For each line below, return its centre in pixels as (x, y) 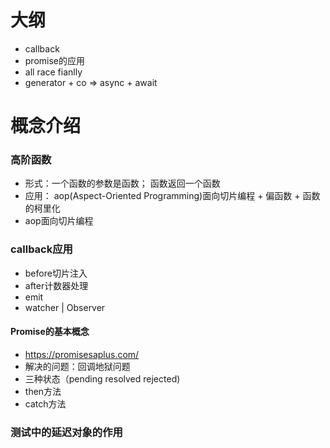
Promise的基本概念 (50, 332)
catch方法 (45, 403)
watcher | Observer (65, 307)
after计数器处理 (56, 285)
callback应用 (41, 249)
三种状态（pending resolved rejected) (102, 378)
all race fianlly (53, 72)
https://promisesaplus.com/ (82, 354)
